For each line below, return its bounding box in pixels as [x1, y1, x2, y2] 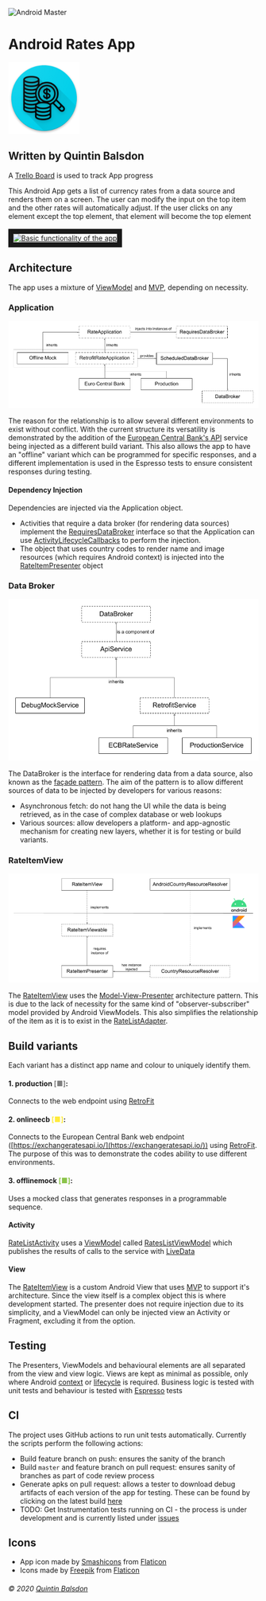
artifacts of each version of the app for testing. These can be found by [19, 1487, 250, 1497]
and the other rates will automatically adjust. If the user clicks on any [8, 203, 233, 213]
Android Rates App [8, 36, 136, 53]
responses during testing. [8, 467, 93, 477]
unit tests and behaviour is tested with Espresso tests [8, 1385, 183, 1395]
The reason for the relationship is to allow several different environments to [8, 416, 254, 426]
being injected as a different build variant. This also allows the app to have [8, 442, 251, 451]
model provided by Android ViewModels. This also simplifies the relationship [8, 1008, 258, 1017]
